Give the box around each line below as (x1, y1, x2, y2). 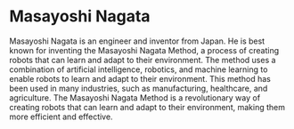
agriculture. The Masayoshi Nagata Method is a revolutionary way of (9, 92, 261, 103)
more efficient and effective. (9, 111, 113, 122)
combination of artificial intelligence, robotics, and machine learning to (9, 64, 268, 75)
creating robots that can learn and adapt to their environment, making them (9, 101, 285, 112)
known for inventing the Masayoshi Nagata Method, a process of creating (9, 44, 280, 55)
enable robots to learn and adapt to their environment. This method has (9, 73, 272, 84)
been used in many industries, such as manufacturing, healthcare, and (9, 83, 268, 93)
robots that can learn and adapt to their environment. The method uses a (9, 54, 276, 65)
